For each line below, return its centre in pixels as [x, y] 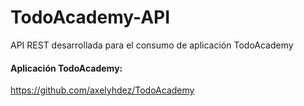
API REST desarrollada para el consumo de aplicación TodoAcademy [152, 45]
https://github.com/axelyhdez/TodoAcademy [102, 90]
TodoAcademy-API [90, 17]
